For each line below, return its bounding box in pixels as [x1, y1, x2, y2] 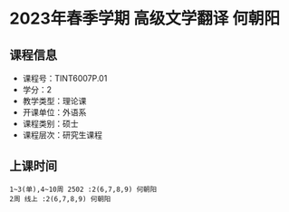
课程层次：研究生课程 [22, 130, 102, 140]
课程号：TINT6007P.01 [22, 73, 108, 83]
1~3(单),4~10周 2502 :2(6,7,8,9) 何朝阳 [9, 185, 157, 194]
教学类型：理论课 [22, 96, 87, 106]
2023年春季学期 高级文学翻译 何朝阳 [9, 8, 281, 29]
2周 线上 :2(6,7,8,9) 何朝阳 [9, 194, 111, 204]
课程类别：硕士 [22, 119, 79, 129]
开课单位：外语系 [22, 107, 87, 118]
